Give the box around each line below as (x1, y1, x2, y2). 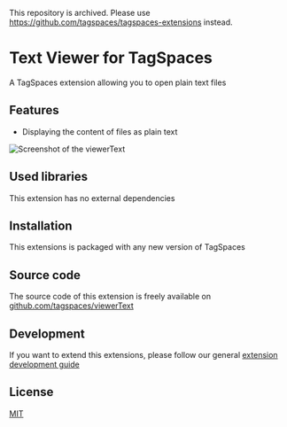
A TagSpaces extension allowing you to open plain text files (9, 77, 227, 88)
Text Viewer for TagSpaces (9, 48, 213, 68)
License (9, 384, 54, 400)
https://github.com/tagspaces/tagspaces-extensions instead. (9, 17, 233, 27)
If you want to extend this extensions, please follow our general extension (9, 350, 278, 360)
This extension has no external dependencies (9, 192, 175, 203)
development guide (9, 359, 80, 369)
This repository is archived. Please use (9, 8, 151, 18)
